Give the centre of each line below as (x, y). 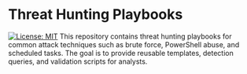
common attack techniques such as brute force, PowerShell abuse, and (124, 44)
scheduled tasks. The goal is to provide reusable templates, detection (121, 53)
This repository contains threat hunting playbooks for (146, 36)
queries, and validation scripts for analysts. (78, 61)
